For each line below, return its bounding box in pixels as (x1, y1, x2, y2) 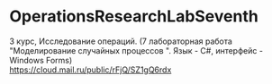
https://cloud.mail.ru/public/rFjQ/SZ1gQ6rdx (9, 64, 172, 75)
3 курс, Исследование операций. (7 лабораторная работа (9, 36, 232, 46)
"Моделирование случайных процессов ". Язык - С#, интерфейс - (9, 45, 264, 55)
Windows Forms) (9, 55, 73, 65)
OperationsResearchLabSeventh (9, 6, 258, 27)
